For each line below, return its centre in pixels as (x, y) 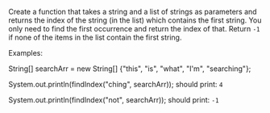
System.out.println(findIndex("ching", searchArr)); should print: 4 (116, 84)
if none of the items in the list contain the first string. (95, 37)
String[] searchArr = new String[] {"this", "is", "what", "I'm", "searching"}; (130, 69)
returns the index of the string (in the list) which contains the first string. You (135, 20)
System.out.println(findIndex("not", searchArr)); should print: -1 (114, 100)
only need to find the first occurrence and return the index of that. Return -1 (134, 29)
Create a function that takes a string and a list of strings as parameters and (133, 12)
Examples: (25, 53)
